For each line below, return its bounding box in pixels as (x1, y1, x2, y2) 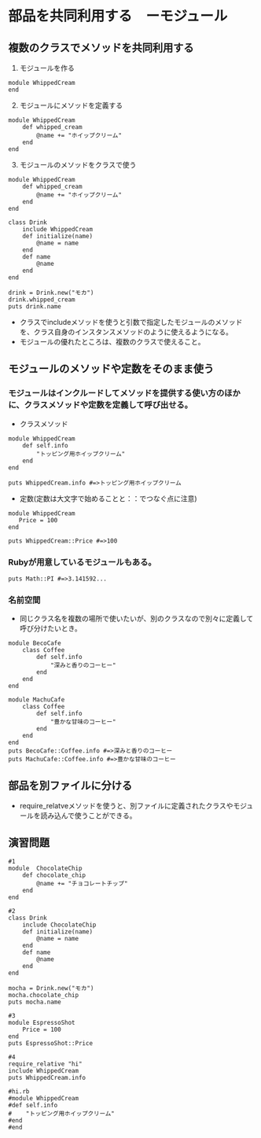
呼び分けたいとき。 (19, 624, 83, 633)
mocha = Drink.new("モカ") (8, 984, 94, 992)
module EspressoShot (8, 1018, 76, 1026)
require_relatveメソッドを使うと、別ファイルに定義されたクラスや (19, 801, 233, 811)
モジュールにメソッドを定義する (19, 101, 123, 110)
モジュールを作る (19, 64, 75, 72)
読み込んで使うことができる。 (40, 811, 137, 820)
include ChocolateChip (22, 921, 97, 929)
